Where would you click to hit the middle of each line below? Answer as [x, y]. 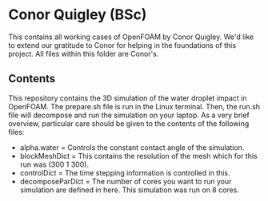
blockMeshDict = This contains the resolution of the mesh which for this [138, 156]
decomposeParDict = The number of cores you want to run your [126, 181]
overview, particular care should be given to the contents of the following [129, 123]
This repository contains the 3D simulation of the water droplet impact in [128, 98]
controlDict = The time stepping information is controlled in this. [125, 172]
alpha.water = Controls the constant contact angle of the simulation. [132, 147]
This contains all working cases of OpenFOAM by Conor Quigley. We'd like [131, 37]
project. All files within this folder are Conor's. [84, 53]
